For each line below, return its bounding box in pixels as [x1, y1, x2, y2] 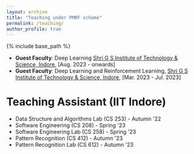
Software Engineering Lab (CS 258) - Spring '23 [15, 128, 136, 136]
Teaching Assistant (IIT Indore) [6, 95, 167, 109]
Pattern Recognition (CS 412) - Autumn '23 [15, 135, 123, 142]
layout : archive [6, 9, 48, 15]
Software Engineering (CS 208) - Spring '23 [15, 122, 126, 129]
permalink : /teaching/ [6, 20, 64, 26]
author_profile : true [6, 26, 62, 32]
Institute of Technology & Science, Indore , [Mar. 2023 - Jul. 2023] [15, 74, 181, 81]
